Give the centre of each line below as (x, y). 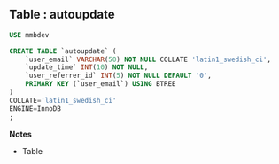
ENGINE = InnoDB (35, 109)
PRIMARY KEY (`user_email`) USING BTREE (101, 84)
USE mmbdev (29, 35)
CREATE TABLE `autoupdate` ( (63, 51)
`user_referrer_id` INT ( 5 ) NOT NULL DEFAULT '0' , (119, 76)
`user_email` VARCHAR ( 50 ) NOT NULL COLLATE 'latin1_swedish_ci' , (148, 59)
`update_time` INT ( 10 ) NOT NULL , (87, 67)
